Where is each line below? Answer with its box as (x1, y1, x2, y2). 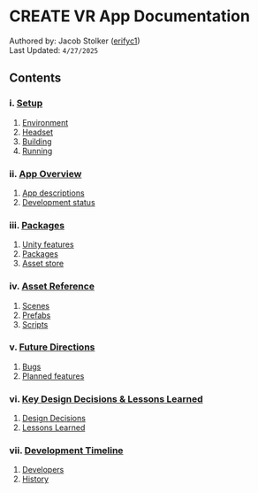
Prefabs (21, 310, 51, 320)
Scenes (21, 300, 50, 311)
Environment (21, 117, 69, 127)
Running (21, 145, 53, 156)
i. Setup (9, 97, 43, 110)
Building (21, 135, 52, 147)
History (21, 474, 49, 484)
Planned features (21, 370, 85, 381)
